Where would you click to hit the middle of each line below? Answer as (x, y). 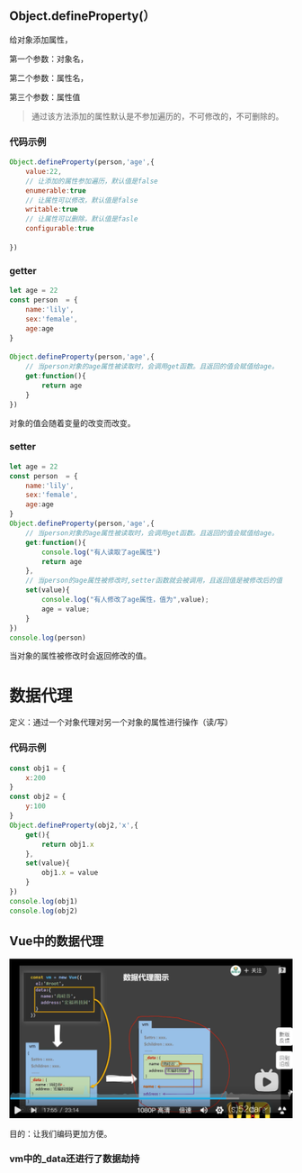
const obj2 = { (38, 797)
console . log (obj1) (44, 901)
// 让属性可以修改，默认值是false (82, 200)
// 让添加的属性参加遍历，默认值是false (92, 181)
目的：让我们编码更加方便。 (61, 1133)
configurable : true (60, 229)
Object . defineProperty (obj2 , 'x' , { (74, 825)
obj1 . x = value (70, 873)
